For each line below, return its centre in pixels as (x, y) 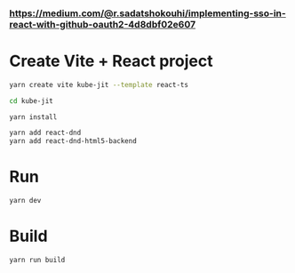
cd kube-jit (31, 100)
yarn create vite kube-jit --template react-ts (99, 84)
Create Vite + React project (111, 61)
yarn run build (37, 260)
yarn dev (25, 201)
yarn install (33, 117)
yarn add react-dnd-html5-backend (73, 141)
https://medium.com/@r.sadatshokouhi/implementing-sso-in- (147, 13)
